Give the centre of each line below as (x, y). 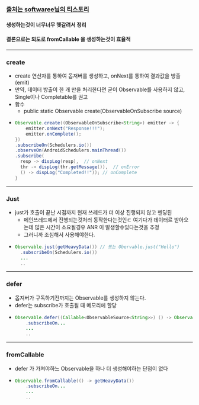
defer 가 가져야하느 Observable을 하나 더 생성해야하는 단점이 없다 (91, 368)
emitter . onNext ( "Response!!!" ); (65, 128)
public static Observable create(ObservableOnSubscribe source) (103, 111)
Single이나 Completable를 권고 (51, 97)
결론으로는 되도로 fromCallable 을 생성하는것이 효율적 (68, 39)
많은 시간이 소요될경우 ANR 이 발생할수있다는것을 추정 (97, 227)
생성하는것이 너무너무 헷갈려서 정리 (46, 24)
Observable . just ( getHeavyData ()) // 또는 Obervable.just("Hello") (97, 247)
